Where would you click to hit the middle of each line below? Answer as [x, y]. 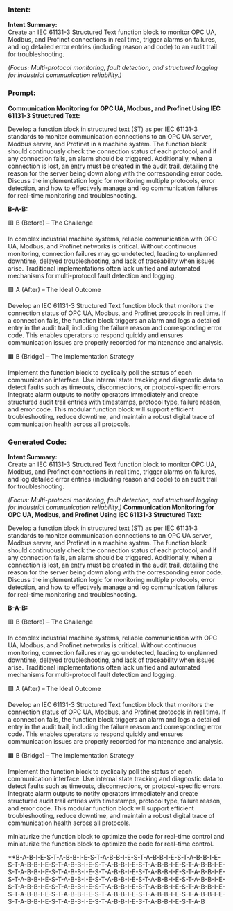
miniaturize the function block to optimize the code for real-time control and [116, 836]
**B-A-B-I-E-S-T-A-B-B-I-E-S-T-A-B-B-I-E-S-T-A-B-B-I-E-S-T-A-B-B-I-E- [114, 857]
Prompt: [22, 93]
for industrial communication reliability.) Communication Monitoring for [111, 507]
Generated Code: [37, 442]
